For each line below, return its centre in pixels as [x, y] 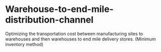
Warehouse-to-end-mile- [60, 9]
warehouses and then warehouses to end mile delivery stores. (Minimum [80, 39]
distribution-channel [50, 20]
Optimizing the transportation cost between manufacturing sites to [74, 33]
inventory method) [24, 44]
